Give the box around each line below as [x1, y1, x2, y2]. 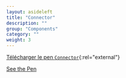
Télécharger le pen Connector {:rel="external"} [6, 54, 120, 60]
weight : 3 [6, 37, 31, 43]
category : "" [6, 31, 39, 37]
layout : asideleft [6, 8, 53, 15]
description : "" [6, 20, 47, 26]
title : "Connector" [6, 15, 56, 21]
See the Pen [6, 65, 37, 73]
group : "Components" [6, 25, 59, 32]
